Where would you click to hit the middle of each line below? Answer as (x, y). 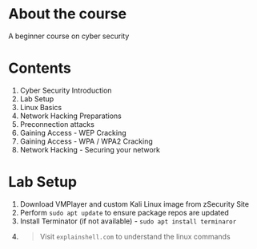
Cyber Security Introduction (66, 90)
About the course (67, 14)
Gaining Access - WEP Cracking (73, 132)
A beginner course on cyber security (69, 36)
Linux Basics (41, 107)
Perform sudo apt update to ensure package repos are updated (124, 212)
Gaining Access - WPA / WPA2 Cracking (86, 141)
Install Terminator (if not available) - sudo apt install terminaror (128, 221)
